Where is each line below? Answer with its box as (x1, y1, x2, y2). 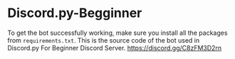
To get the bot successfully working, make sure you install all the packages (7, 28, 228, 37)
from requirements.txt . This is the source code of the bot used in (7, 36, 200, 44)
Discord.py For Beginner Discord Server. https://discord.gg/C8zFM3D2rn (7, 43, 222, 52)
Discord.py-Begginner (7, 5, 142, 21)
